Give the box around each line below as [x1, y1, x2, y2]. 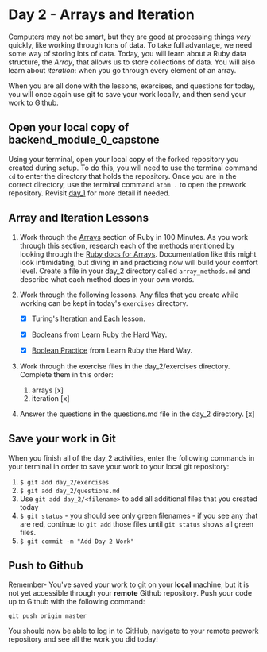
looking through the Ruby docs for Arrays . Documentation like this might [19, 249, 257, 259]
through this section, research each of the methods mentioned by [19, 241, 235, 250]
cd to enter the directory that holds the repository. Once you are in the [8, 171, 237, 180]
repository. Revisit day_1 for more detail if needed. [8, 188, 171, 198]
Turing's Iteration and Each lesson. [31, 314, 145, 323]
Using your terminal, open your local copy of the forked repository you [8, 154, 239, 164]
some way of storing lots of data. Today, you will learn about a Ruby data [8, 48, 246, 58]
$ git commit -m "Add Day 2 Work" [19, 538, 134, 546]
